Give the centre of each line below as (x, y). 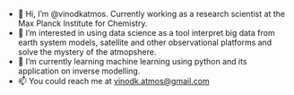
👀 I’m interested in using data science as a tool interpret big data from (146, 33)
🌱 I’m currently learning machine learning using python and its (133, 61)
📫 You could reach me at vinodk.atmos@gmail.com (113, 81)
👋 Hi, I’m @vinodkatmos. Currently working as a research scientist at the (151, 14)
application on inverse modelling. (79, 71)
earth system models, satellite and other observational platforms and (145, 42)
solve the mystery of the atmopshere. (87, 52)
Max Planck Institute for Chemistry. (82, 23)
